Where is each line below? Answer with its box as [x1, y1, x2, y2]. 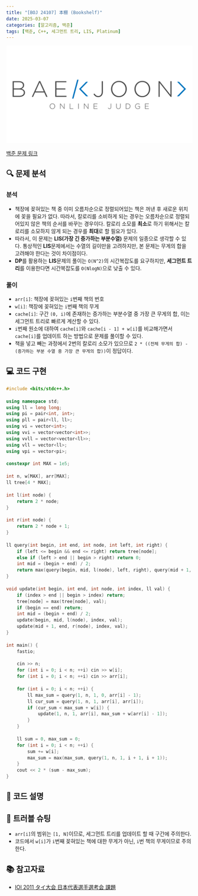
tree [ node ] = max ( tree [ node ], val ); [17, 598, 108, 604]
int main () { [6, 642, 38, 648]
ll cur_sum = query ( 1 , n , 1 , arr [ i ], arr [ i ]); [27, 699, 144, 704]
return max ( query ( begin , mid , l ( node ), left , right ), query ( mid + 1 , [17, 567, 192, 573]
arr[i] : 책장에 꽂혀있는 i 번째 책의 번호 [14, 295, 105, 302]
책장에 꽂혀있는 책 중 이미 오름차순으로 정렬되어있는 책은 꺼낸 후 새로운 [14, 205, 177, 212]
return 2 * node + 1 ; [17, 524, 70, 530]
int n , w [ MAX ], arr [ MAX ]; [6, 473, 70, 480]
